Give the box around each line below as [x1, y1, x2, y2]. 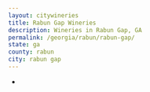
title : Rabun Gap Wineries [8, 19, 97, 27]
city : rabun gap [8, 56, 61, 64]
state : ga [8, 41, 41, 49]
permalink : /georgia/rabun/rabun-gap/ [8, 33, 135, 42]
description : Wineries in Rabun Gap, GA [8, 26, 143, 34]
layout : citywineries [8, 11, 79, 20]
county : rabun [8, 48, 55, 56]
